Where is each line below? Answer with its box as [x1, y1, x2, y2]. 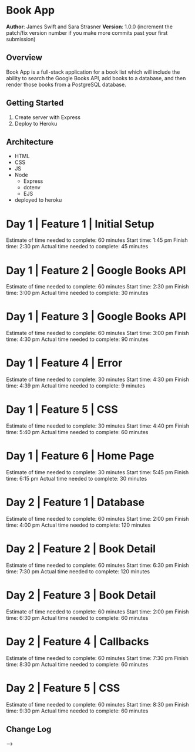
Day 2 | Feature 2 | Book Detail [6, 542, 156, 556]
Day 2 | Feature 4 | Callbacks [6, 635, 149, 648]
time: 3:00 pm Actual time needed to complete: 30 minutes [6, 290, 149, 297]
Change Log [6, 724, 52, 734]
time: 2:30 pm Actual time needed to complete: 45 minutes [6, 243, 149, 250]
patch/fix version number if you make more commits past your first [6, 29, 168, 36]
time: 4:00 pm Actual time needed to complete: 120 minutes [6, 521, 151, 528]
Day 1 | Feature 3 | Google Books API [6, 310, 186, 323]
